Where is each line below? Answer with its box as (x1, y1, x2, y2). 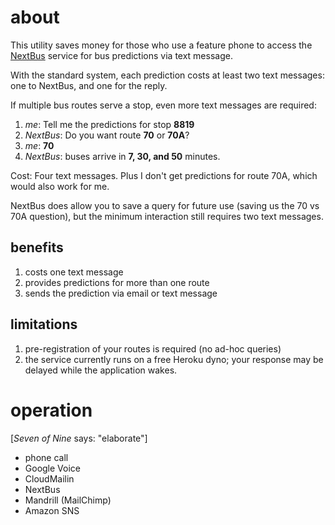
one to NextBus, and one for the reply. (10, 79, 168, 91)
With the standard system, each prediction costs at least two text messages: (10, 69, 325, 81)
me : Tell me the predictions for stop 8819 (24, 118, 195, 130)
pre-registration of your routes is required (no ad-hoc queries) (24, 342, 282, 355)
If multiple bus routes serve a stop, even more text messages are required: (10, 99, 317, 111)
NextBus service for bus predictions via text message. (10, 49, 233, 61)
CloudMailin (24, 472, 75, 485)
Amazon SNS (24, 504, 80, 516)
